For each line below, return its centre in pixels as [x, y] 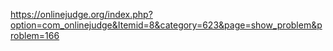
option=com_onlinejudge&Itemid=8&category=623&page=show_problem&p [166, 25]
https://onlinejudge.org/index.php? [81, 14]
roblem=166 [35, 35]
